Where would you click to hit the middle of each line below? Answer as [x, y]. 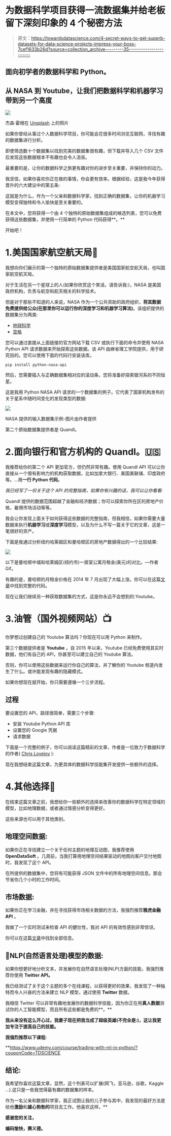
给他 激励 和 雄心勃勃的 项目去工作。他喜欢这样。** [57, 1107]
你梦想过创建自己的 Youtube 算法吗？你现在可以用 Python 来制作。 [75, 637]
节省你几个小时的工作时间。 [34, 880]
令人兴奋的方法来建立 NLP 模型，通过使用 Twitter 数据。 [73, 992]
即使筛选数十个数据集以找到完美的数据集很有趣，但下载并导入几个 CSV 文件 [84, 151]
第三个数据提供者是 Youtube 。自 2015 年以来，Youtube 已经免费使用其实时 [84, 647]
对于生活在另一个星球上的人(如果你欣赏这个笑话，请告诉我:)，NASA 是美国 [83, 285]
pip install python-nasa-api [36, 365]
